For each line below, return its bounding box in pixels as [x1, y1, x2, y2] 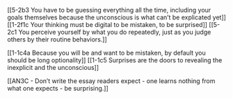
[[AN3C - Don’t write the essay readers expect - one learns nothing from [7, 77, 216, 85]
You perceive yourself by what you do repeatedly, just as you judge [18, 28, 211, 36]
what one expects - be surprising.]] [7, 84, 109, 92]
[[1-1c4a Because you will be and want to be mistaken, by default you [7, 48, 207, 57]
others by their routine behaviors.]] [7, 35, 108, 44]
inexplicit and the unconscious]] [7, 64, 99, 71]
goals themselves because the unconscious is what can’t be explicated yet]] [7, 13, 226, 21]
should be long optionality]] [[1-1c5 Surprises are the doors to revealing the [7, 56, 223, 64]
